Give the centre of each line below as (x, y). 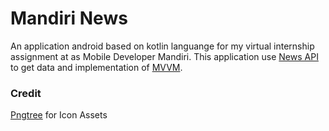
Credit (26, 93)
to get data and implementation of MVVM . (96, 67)
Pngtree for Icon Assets (59, 115)
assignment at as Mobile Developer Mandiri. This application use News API (164, 56)
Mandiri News (69, 18)
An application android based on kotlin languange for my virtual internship (162, 46)
